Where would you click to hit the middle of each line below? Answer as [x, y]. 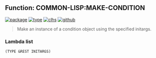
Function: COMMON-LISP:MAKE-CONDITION [75, 8]
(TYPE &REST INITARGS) [28, 52]
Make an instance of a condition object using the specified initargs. [84, 29]
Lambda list [19, 42]
